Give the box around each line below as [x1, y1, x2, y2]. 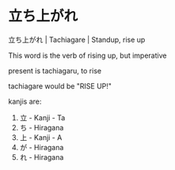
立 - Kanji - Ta [19, 112, 66, 123]
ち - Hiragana [19, 123, 64, 132]
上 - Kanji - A [19, 132, 63, 142]
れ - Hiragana [19, 152, 64, 162]
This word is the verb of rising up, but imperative [8, 51, 167, 60]
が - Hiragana [19, 142, 64, 152]
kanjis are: [8, 96, 42, 106]
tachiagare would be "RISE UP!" [8, 81, 112, 91]
